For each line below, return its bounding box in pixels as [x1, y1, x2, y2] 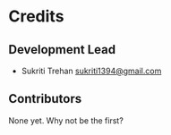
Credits [8, 6, 64, 27]
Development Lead [8, 42, 116, 57]
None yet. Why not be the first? [8, 114, 124, 126]
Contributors [8, 91, 82, 106]
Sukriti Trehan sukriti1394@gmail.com [21, 65, 162, 76]
